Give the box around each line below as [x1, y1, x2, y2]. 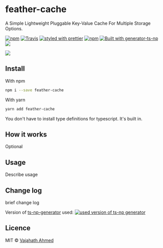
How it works [5, 130, 47, 139]
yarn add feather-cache [5, 106, 55, 111]
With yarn [5, 97, 26, 103]
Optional [5, 144, 23, 150]
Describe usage [5, 171, 38, 177]
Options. [5, 25, 23, 31]
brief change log [5, 199, 40, 205]
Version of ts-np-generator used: [5, 209, 74, 215]
